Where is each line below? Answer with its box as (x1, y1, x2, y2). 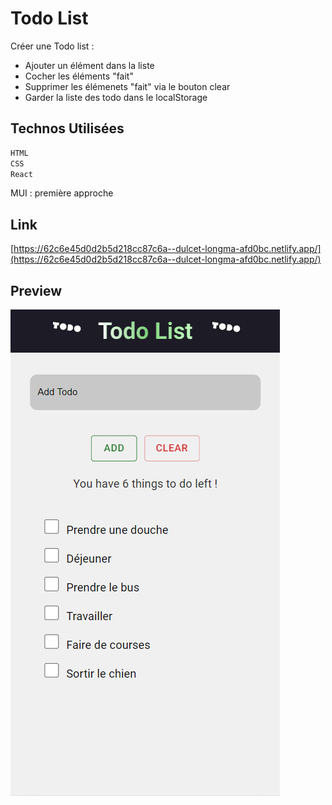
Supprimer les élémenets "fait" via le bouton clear (24, 80, 231, 92)
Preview (10, 282, 63, 299)
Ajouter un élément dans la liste (24, 59, 155, 71)
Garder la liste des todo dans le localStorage (24, 91, 208, 103)
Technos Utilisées (10, 120, 125, 137)
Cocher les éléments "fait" (24, 70, 134, 82)
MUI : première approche (10, 187, 114, 199)
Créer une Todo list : (10, 40, 95, 52)
